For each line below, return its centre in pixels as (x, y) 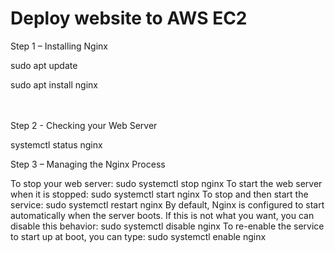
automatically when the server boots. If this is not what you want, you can (162, 215)
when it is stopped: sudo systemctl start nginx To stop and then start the (159, 194)
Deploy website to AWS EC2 (129, 18)
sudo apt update (44, 65)
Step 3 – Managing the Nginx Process (88, 164)
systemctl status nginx (56, 144)
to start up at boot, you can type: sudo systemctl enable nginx (138, 236)
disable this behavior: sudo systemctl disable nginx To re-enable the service (167, 226)
